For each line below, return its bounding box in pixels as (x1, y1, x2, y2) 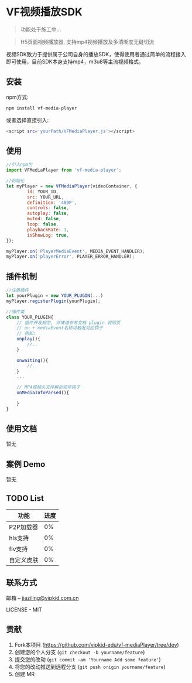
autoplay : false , (27, 210, 69, 217)
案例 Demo (6, 459, 46, 469)
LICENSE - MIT (6, 606, 43, 613)
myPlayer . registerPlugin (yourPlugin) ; (6, 298, 101, 304)
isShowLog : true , (27, 232, 69, 238)
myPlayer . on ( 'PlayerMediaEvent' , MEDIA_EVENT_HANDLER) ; (6, 248, 145, 254)
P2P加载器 (9, 523, 38, 531)
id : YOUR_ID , (27, 189, 59, 194)
